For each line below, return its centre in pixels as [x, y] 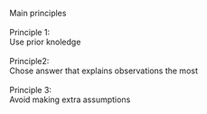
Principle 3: [31, 90]
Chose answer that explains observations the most [104, 71]
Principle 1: [30, 32]
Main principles [38, 13]
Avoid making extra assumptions [70, 100]
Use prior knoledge [45, 42]
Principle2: [29, 61]
